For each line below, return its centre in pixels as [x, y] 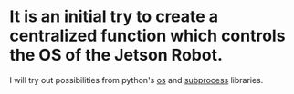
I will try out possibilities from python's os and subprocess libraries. [136, 80]
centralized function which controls [147, 36]
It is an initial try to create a [114, 17]
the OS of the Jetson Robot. [116, 55]
